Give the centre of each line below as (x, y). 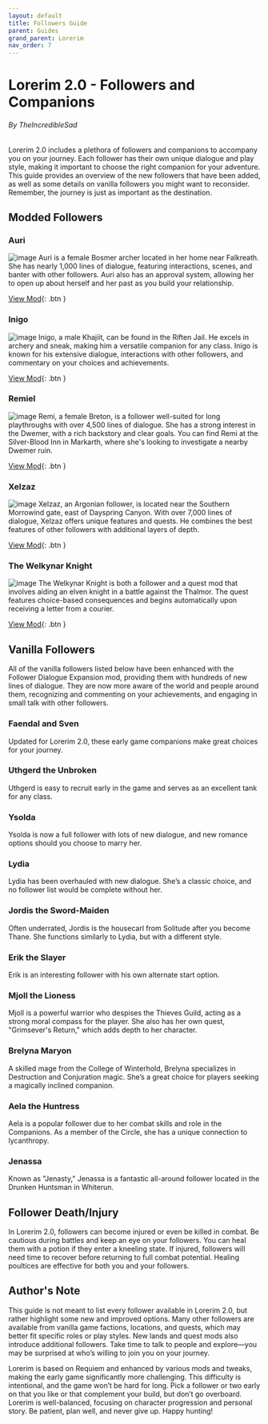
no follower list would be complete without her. (85, 889)
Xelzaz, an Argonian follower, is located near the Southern (134, 504)
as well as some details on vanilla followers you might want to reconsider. (129, 184)
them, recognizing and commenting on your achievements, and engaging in (133, 695)
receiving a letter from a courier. (61, 609)
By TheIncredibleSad (43, 124)
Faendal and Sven (44, 724)
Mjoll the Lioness (42, 995)
